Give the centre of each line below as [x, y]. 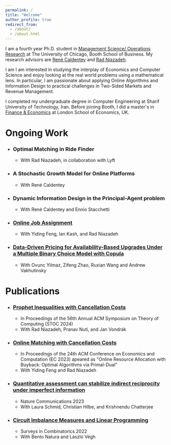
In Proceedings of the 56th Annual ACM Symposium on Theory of [90, 318]
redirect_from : [22, 24]
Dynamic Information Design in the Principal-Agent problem [89, 198]
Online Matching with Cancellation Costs [65, 343]
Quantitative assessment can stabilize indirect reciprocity [86, 384]
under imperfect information [49, 390]
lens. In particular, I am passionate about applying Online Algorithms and [82, 81]
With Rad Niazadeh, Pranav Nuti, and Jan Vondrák [73, 329]
